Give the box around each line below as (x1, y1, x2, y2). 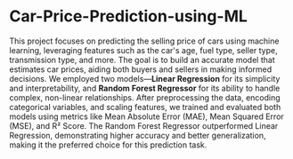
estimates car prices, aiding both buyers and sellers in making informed (9, 64, 273, 75)
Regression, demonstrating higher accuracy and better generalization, (9, 130, 266, 140)
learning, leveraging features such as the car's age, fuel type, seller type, (9, 44, 278, 55)
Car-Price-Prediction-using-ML (9, 6, 248, 27)
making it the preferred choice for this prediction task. (9, 139, 208, 150)
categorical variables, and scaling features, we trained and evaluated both (9, 101, 281, 112)
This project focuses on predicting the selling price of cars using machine (9, 36, 280, 46)
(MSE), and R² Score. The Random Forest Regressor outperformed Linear (9, 120, 279, 131)
